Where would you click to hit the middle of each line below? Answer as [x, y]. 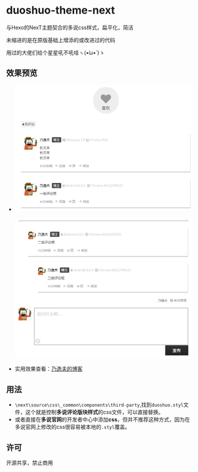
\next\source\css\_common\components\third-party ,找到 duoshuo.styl [99, 405]
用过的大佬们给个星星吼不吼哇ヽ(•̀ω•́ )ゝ [55, 52]
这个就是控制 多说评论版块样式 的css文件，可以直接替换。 [95, 412]
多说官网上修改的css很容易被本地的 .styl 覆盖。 [72, 427]
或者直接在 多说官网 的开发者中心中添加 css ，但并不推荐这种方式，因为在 [102, 420]
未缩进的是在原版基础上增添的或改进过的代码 [61, 40]
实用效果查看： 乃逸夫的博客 [49, 369]
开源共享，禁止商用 [30, 463]
